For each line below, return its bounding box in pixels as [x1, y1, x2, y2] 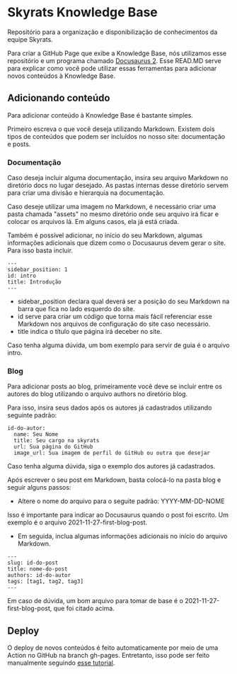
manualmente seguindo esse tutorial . [7, 658, 115, 667]
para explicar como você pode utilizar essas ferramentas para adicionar [7, 64, 217, 72]
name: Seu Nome [13, 431, 59, 438]
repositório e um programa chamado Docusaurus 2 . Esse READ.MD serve [7, 56, 221, 64]
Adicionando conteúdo [7, 92, 110, 104]
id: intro [7, 272, 37, 280]
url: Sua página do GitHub [13, 444, 93, 451]
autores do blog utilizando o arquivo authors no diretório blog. [7, 390, 188, 398]
